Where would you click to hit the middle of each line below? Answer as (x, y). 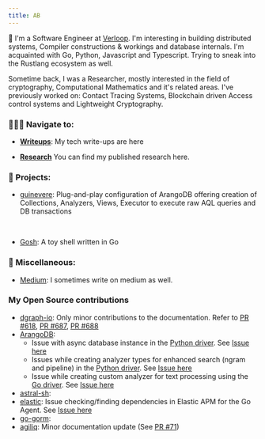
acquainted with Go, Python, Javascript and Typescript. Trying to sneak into (132, 55)
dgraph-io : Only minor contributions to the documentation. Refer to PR (134, 317)
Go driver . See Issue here (73, 384)
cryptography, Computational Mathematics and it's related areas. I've (121, 87)
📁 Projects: (30, 177)
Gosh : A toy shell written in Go (69, 242)
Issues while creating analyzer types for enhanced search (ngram (138, 359)
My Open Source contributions (68, 300)
